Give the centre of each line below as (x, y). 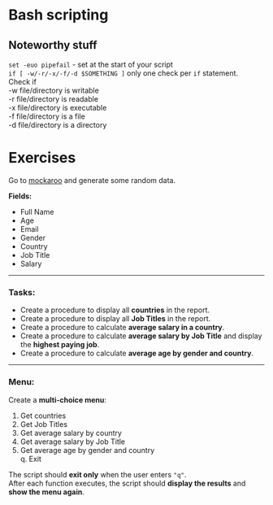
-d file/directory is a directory (58, 125)
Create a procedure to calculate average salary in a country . (122, 328)
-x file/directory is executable (58, 108)
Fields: (20, 196)
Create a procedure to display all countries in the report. (115, 310)
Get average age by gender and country (87, 450)
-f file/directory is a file (47, 116)
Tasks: (22, 292)
